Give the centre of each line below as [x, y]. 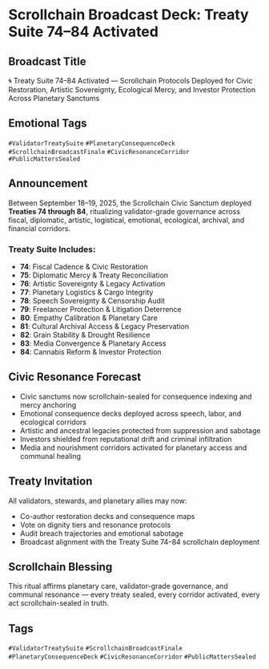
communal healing [50, 456]
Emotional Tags [48, 123]
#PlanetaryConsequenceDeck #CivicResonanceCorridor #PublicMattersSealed [132, 657]
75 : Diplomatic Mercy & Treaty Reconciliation [94, 275]
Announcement [48, 183]
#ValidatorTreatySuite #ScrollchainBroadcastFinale [95, 649]
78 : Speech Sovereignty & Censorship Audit [92, 300]
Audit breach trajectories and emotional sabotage [102, 533]
